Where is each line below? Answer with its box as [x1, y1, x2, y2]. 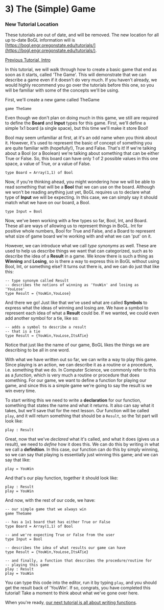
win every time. [5, 388, 36, 394]
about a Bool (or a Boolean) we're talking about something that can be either [5, 150, 159, 156]
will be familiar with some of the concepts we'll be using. [5, 87, 119, 94]
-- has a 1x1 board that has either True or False [5, 520, 111, 525]
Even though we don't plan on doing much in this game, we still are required [5, 115, 159, 121]
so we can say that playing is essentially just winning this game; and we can [5, 452, 158, 458]
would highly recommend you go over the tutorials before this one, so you [5, 82, 154, 88]
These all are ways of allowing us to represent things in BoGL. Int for [5, 223, 143, 229]
